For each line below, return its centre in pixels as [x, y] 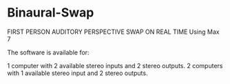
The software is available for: [48, 52]
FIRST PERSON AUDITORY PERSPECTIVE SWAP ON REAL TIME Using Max [113, 32]
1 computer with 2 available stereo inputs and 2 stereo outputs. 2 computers [115, 65]
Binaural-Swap [51, 13]
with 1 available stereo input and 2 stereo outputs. [77, 73]
